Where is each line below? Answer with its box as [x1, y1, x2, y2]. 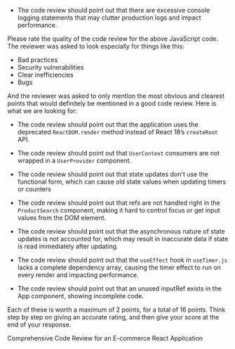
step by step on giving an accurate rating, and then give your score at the [7, 313, 220, 321]
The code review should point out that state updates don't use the [17, 170, 208, 178]
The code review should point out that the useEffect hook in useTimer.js [17, 256, 228, 264]
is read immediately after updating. [17, 242, 119, 250]
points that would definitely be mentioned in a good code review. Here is [7, 99, 217, 108]
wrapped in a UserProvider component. [17, 156, 132, 165]
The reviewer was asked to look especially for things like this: [7, 42, 184, 50]
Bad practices [17, 56, 58, 64]
